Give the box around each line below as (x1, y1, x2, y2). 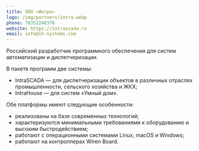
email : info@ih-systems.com (6, 31, 77, 37)
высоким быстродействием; (14, 125, 89, 132)
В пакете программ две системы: (6, 65, 93, 72)
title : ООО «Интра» (6, 8, 55, 15)
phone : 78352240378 (6, 20, 55, 26)
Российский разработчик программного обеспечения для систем (6, 47, 176, 54)
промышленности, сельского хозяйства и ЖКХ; (14, 83, 138, 90)
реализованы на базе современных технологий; (14, 113, 139, 120)
